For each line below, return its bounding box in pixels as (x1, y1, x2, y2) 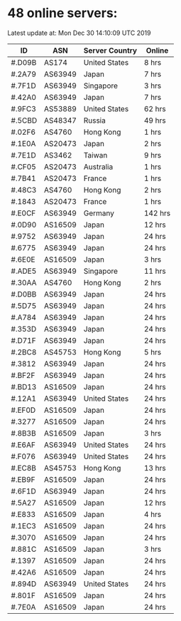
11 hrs (143, 266, 166, 276)
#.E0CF (11, 208, 36, 218)
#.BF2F (11, 370, 35, 380)
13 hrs (143, 463, 166, 473)
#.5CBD (11, 116, 38, 125)
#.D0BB (11, 289, 37, 299)
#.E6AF (11, 440, 35, 450)
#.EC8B (11, 463, 37, 473)
